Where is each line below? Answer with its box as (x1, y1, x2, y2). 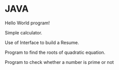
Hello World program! (5, 20, 50, 26)
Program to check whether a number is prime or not (5, 59, 114, 65)
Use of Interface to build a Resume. (5, 39, 80, 46)
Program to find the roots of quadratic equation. (5, 49, 106, 55)
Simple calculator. (5, 29, 42, 36)
